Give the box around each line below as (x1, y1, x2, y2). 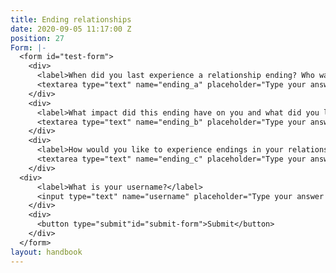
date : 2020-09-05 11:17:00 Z (10, 24, 132, 34)
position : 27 (10, 33, 65, 43)
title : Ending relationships (10, 14, 132, 25)
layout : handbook (10, 247, 83, 257)
